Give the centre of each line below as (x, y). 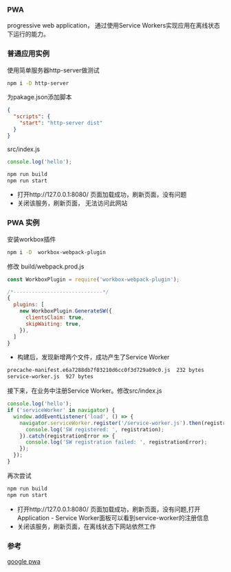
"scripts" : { (32, 117)
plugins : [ (29, 305)
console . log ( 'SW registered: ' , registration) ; (95, 429)
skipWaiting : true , (53, 324)
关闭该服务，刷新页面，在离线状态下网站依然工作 (86, 526)
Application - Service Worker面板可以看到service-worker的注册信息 (113, 517)
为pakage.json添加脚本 (40, 97)
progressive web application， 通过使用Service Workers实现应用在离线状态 (114, 26)
